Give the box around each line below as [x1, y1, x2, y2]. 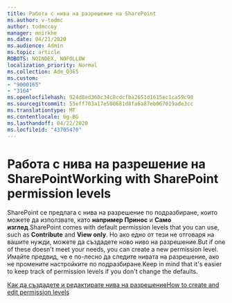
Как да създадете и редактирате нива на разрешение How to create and [7, 281, 220, 289]
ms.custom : [7, 74, 39, 82]
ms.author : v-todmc [7, 17, 64, 24]
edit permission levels [7, 288, 70, 297]
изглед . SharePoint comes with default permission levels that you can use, [7, 223, 220, 232]
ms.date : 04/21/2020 [7, 36, 67, 43]
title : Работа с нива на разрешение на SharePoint [7, 10, 157, 17]
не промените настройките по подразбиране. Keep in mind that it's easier [7, 260, 222, 268]
